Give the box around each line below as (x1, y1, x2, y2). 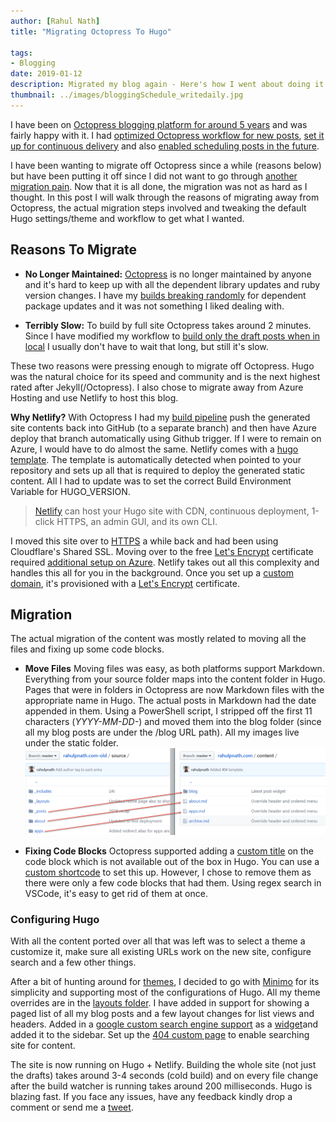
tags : (10, 48, 33, 58)
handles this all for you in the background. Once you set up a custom (10, 566, 294, 579)
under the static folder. (24, 737, 119, 749)
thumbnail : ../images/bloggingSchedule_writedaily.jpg (10, 90, 244, 100)
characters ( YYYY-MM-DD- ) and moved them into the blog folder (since (24, 716, 322, 728)
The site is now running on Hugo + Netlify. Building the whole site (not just (10, 1059, 317, 1070)
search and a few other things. (10, 956, 137, 968)
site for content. (10, 1040, 76, 1051)
